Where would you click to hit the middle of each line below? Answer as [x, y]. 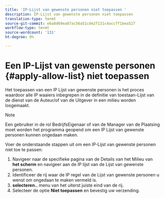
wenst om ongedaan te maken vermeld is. [55, 180]
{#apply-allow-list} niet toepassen [77, 76]
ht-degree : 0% [20, 37]
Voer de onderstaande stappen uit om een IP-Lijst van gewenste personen [81, 144]
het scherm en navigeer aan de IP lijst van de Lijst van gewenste [78, 164]
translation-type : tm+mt [31, 19]
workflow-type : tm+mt [27, 28]
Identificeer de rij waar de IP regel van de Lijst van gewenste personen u [86, 174]
